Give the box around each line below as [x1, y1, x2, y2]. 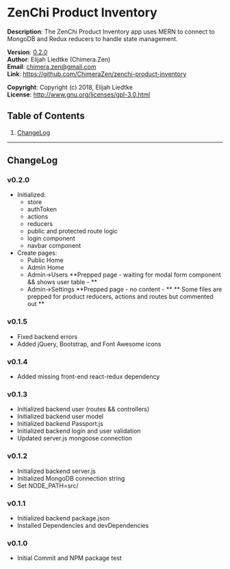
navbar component [27, 242, 81, 250]
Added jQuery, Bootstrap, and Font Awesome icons [16, 340, 162, 348]
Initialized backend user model [16, 412, 104, 420]
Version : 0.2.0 [7, 48, 48, 56]
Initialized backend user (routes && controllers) [16, 405, 150, 414]
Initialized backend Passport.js [16, 420, 104, 428]
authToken [27, 205, 57, 214]
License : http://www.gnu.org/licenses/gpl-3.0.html [7, 90, 151, 99]
